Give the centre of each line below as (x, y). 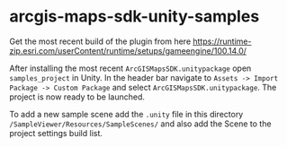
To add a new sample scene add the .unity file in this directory (126, 114)
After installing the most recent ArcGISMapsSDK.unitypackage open (130, 68)
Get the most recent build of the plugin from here (100, 41)
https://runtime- (222, 41)
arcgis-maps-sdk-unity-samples (135, 17)
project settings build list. (56, 133)
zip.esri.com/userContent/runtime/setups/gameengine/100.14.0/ (128, 50)
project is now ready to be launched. (77, 97)
